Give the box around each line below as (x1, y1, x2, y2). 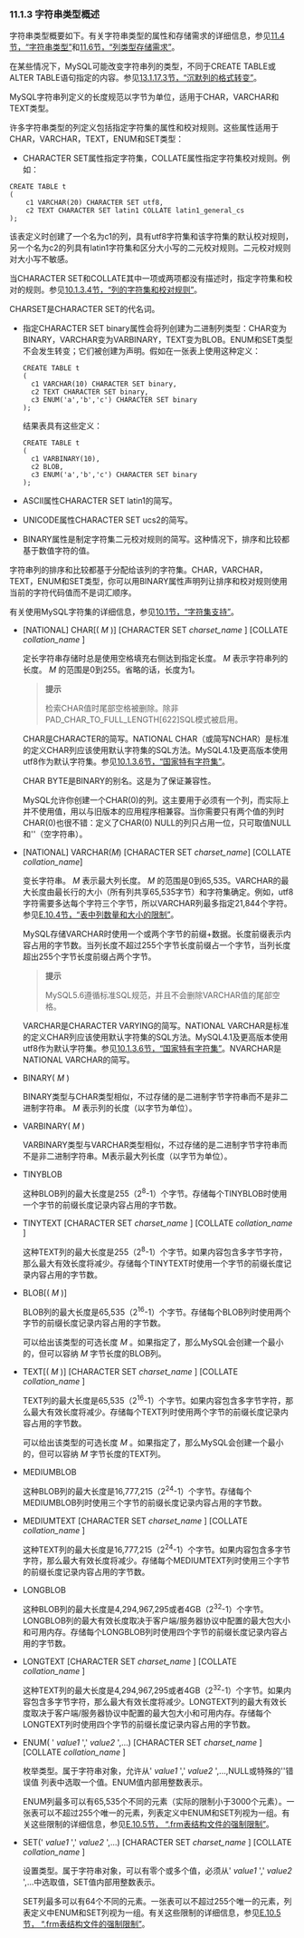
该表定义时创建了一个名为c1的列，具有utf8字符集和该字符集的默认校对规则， (9, 231, 294, 242)
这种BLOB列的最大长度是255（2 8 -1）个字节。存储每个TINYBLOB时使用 (22, 1187, 288, 1199)
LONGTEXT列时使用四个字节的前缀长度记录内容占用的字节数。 (22, 1718, 256, 1729)
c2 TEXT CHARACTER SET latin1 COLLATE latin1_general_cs (25, 206, 245, 215)
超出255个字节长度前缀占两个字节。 (22, 951, 157, 963)
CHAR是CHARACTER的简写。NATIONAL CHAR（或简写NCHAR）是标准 (22, 733, 290, 745)
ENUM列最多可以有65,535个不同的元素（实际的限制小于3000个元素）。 (22, 1796, 287, 1806)
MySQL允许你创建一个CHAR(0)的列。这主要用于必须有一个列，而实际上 (22, 795, 290, 806)
